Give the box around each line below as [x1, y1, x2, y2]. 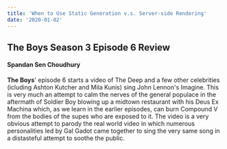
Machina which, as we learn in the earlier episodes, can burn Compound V [7, 105, 218, 113]
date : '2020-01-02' [7, 16, 63, 23]
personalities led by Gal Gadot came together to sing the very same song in [7, 127, 221, 135]
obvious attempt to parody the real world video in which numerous [7, 120, 195, 128]
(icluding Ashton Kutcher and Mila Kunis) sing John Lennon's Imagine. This [7, 83, 219, 92]
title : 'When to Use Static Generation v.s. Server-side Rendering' [7, 10, 207, 17]
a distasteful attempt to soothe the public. [7, 134, 125, 142]
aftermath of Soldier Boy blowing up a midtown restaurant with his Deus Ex [7, 98, 219, 106]
